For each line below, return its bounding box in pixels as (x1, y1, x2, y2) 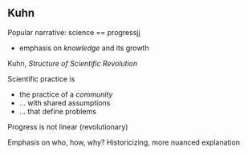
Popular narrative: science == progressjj (7, 27, 141, 37)
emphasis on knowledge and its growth (18, 43, 149, 53)
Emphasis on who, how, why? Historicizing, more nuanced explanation (7, 137, 240, 147)
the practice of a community (18, 89, 113, 99)
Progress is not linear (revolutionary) (7, 121, 128, 131)
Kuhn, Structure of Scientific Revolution (7, 58, 138, 68)
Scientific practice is (7, 74, 75, 83)
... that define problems (18, 106, 97, 116)
